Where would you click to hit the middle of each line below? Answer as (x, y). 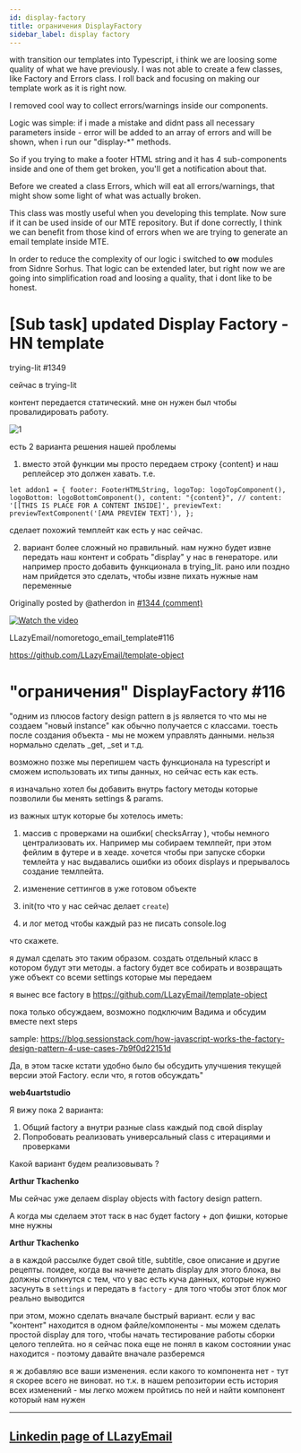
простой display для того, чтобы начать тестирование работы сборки (142, 1335)
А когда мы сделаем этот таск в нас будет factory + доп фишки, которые (149, 1216)
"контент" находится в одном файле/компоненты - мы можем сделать (145, 1325)
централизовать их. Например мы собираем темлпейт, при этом (146, 843)
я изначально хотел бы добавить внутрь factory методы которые (133, 789)
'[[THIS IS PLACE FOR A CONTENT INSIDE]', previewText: (116, 506)
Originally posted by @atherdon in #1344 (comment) (106, 603)
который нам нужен (47, 1400)
